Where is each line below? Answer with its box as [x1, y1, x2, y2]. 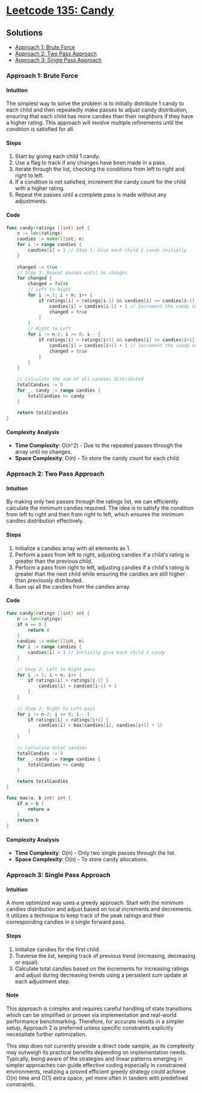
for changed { [17, 275, 52, 281]
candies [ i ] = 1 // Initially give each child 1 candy [28, 650, 165, 656]
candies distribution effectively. [6, 517, 84, 525]
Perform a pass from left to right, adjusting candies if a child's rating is [14, 551, 189, 558]
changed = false [28, 281, 69, 287]
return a [28, 806, 50, 812]
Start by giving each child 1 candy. [14, 153, 100, 160]
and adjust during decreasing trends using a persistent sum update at [14, 971, 188, 978]
